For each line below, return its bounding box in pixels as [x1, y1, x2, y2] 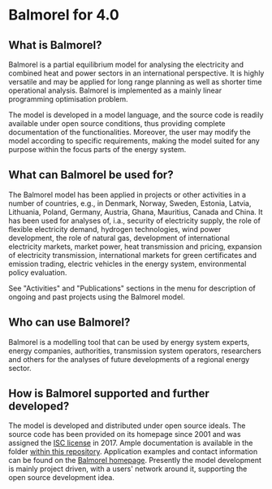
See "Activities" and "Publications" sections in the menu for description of [8, 283, 256, 293]
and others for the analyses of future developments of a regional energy [8, 354, 250, 364]
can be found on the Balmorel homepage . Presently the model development [8, 456, 261, 465]
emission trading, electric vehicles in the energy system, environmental [8, 259, 247, 269]
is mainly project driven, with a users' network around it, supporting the [8, 464, 248, 474]
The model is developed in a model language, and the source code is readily [8, 110, 264, 120]
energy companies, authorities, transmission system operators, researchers [8, 346, 261, 356]
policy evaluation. [8, 267, 67, 277]
